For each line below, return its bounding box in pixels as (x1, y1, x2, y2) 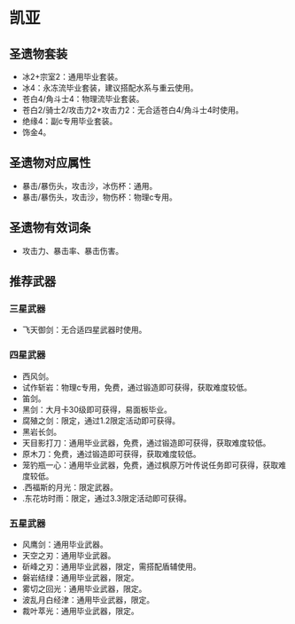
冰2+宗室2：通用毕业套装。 (21, 72, 123, 82)
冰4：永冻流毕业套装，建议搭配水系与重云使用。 (21, 83, 198, 93)
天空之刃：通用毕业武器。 (21, 549, 116, 560)
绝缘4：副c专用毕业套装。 (21, 116, 118, 126)
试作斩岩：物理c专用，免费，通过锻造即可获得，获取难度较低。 (21, 382, 252, 392)
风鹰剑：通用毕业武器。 (21, 539, 108, 549)
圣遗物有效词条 (9, 220, 91, 235)
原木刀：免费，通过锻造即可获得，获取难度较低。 (21, 448, 201, 459)
